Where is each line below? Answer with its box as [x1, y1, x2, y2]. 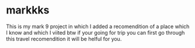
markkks [6, 4, 50, 17]
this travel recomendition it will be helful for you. [6, 35, 122, 42]
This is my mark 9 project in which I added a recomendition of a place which [6, 23, 190, 30]
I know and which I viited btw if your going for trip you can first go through [6, 29, 185, 36]
